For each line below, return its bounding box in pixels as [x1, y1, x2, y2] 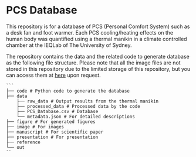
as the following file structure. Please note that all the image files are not [6, 59, 181, 66]
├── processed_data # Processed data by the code [16, 103, 141, 109]
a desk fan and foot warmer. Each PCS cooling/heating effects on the [6, 29, 174, 36]
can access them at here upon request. [6, 71, 101, 78]
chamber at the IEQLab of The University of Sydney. [6, 42, 132, 49]
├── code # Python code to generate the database [6, 88, 130, 94]
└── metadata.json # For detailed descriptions [16, 114, 135, 120]
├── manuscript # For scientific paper [6, 129, 104, 135]
